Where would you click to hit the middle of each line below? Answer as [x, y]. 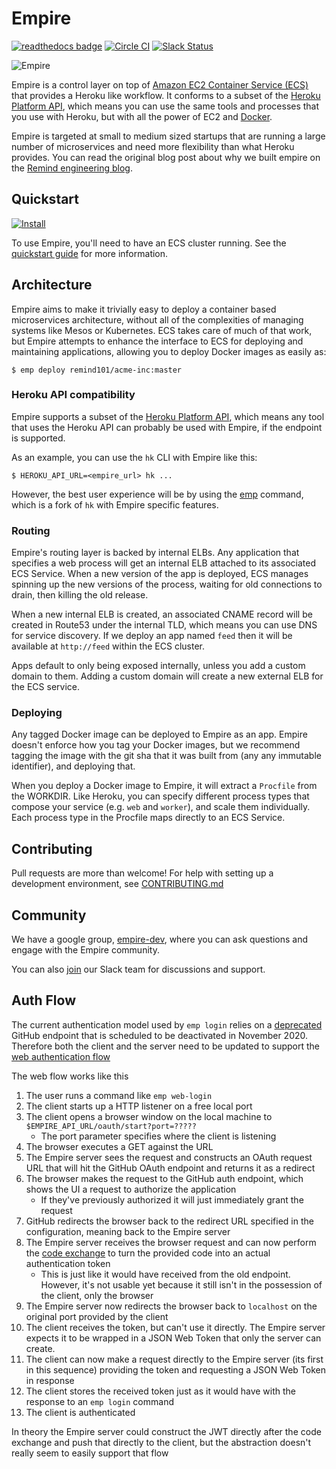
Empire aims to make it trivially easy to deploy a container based [144, 309]
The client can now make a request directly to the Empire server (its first [174, 1359]
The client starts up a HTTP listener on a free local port [139, 1106]
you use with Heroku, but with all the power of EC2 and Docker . [142, 116]
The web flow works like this [70, 1076]
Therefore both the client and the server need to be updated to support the [166, 1046]
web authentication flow [61, 1056]
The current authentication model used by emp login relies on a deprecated [167, 1024]
